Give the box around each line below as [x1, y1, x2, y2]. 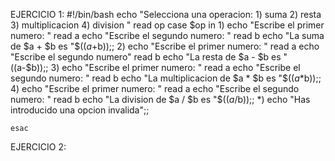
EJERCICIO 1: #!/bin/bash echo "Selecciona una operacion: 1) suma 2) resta [10, 9, 322, 20]
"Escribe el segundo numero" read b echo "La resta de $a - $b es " [10, 51, 288, 63]
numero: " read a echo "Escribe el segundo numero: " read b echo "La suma [10, 30, 325, 41]
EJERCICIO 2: [10, 141, 67, 153]
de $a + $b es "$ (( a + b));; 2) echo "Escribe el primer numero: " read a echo [10, 40, 320, 52]
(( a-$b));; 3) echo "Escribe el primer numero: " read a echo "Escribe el [10, 62, 301, 73]
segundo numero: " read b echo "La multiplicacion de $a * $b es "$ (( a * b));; [10, 72, 322, 84]
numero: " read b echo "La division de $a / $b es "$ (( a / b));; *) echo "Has [10, 94, 311, 105]
